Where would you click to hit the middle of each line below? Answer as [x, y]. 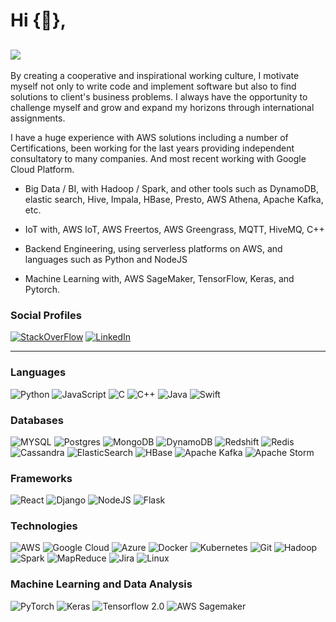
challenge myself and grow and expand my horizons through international [162, 107]
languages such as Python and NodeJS [106, 259]
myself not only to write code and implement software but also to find [153, 86]
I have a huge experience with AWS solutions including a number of [149, 137]
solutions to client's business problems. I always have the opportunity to [159, 97]
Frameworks [41, 478]
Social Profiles [46, 315]
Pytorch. [42, 289]
